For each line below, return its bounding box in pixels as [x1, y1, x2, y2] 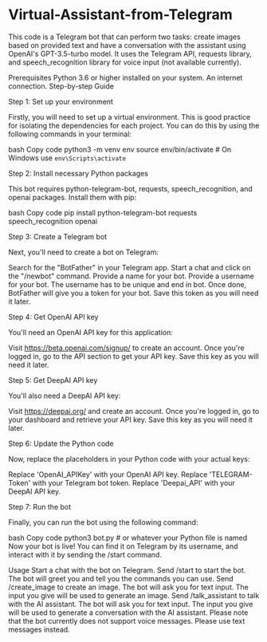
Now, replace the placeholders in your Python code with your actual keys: [8, 454, 250, 463]
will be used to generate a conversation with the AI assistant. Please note [8, 608, 249, 617]
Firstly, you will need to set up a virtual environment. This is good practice [8, 112, 251, 121]
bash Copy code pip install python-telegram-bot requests [8, 207, 198, 217]
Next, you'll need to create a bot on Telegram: [8, 247, 159, 257]
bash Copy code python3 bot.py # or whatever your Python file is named [8, 533, 248, 542]
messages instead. [8, 624, 70, 634]
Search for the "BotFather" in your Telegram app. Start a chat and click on [8, 262, 251, 272]
